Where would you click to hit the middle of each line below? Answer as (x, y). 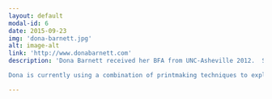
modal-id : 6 (28, 23)
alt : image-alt (34, 46)
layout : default (36, 16)
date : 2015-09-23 (38, 31)
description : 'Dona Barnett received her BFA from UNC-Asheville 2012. (132, 61)
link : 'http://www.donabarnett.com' (70, 53)
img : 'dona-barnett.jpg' (50, 38)
